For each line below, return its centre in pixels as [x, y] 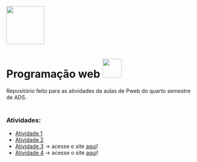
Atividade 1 [29, 133]
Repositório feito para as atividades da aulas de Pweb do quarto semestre [98, 90]
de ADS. [17, 97]
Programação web [53, 74]
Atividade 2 [29, 140]
